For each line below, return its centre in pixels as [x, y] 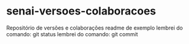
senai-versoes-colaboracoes [81, 11]
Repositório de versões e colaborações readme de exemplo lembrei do [94, 28]
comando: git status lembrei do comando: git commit [72, 34]
